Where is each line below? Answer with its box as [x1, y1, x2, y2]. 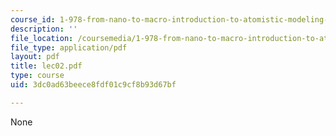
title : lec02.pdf [10, 61, 83, 71]
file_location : [10, 33, 74, 43]
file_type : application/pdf [10, 42, 128, 53]
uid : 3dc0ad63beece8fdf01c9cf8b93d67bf [10, 80, 177, 90]
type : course [10, 71, 65, 81]
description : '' [10, 24, 78, 34]
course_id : [10, 14, 56, 25]
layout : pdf [10, 52, 60, 62]
